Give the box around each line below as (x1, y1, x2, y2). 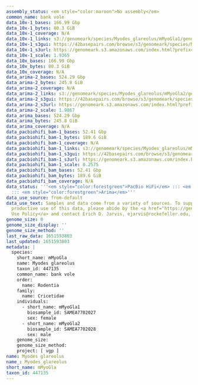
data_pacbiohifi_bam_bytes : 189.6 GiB (6, 173, 101, 179)
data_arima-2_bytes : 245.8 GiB (6, 80, 83, 86)
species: (11, 250, 33, 255)
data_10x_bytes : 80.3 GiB (6, 63, 70, 69)
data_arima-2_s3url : (6, 101, 57, 108)
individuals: (16, 298, 49, 305)
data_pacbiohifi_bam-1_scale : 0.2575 (6, 162, 99, 168)
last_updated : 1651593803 (6, 238, 70, 244)
